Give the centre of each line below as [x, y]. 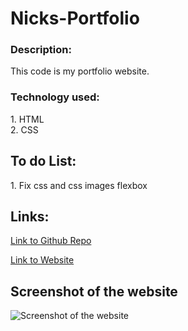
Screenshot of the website [94, 291]
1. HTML [27, 119]
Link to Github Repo [51, 241]
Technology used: [55, 97]
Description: [41, 50]
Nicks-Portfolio [75, 18]
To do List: [43, 161]
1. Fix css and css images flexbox [79, 185]
